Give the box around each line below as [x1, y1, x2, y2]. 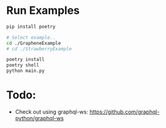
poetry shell [6, 62, 40, 68]
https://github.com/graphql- [89, 108, 160, 115]
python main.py [6, 68, 45, 74]
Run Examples [6, 4, 80, 18]
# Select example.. [6, 34, 56, 40]
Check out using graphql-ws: [15, 108, 88, 115]
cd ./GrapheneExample [6, 40, 61, 46]
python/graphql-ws [15, 115, 64, 121]
